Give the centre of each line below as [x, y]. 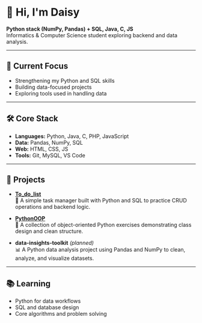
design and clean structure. [49, 231]
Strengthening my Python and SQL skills [65, 80]
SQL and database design [47, 307]
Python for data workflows [48, 301]
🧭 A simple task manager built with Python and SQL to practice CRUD [101, 201]
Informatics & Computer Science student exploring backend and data [92, 35]
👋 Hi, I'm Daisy [43, 12]
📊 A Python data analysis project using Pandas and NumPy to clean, [100, 250]
